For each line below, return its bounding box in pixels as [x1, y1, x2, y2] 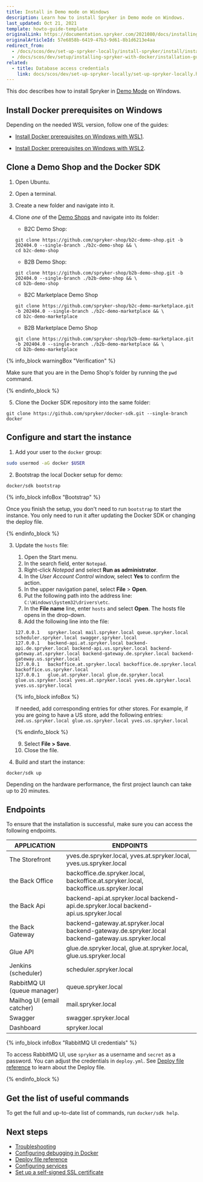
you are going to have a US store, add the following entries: [14, 711, 163, 718]
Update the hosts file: [14, 541, 69, 549]
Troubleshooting [14, 1143, 56, 1150]
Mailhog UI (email [9, 997, 59, 1005]
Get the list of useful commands [6, 1093, 129, 1103]
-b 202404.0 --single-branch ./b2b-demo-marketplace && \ [14, 341, 164, 347]
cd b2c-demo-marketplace [14, 313, 78, 319]
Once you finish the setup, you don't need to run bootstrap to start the [6, 505, 181, 512]
